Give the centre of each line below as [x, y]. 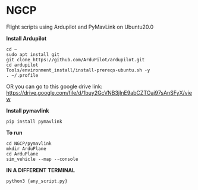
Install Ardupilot [26, 38]
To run [14, 132]
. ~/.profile [22, 75]
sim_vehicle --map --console [42, 159]
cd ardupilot [22, 65]
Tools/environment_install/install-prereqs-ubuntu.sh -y [78, 70]
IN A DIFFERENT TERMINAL [41, 170]
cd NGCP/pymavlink [29, 144]
